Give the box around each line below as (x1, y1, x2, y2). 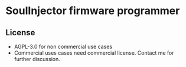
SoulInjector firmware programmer (5, 4, 180, 18)
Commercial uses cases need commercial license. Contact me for (14, 49, 175, 56)
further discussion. (14, 56, 60, 62)
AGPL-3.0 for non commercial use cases (14, 43, 113, 50)
